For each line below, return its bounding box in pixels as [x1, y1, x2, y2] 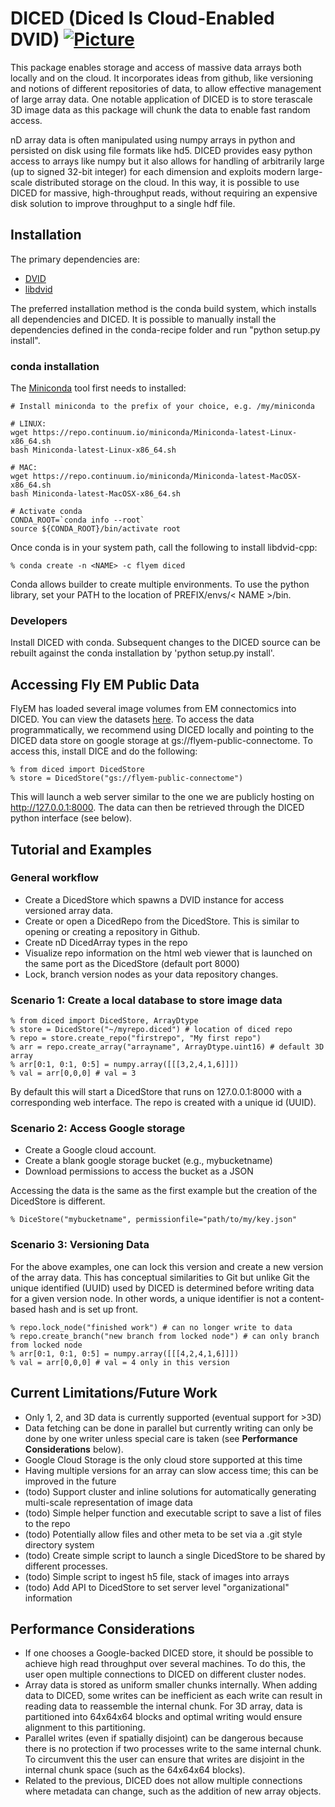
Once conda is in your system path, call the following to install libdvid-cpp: [10, 542, 318, 554]
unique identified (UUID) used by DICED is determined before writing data [10, 1282, 315, 1294]
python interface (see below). [10, 812, 133, 824]
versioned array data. [24, 904, 114, 916]
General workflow [10, 871, 99, 885]
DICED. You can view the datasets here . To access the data [10, 713, 255, 726]
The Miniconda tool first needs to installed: [10, 382, 187, 394]
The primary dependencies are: [10, 253, 140, 265]
